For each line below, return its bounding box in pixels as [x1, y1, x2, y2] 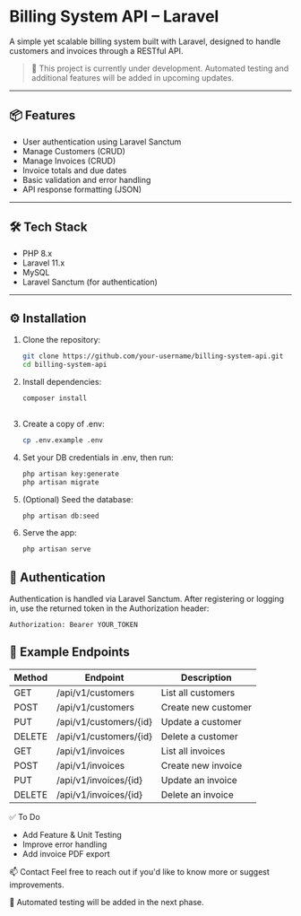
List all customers [160, 686, 236, 699]
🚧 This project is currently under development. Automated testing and [30, 63, 289, 74]
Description [180, 671, 233, 684]
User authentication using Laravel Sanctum [21, 136, 182, 147]
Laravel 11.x [21, 257, 65, 268]
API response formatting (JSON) [21, 184, 142, 195]
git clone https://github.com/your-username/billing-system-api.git [21, 352, 284, 361]
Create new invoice [160, 759, 243, 772]
